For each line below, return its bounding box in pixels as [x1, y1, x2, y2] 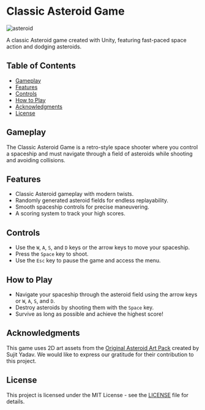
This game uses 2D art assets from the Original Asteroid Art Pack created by [6, 344, 199, 351]
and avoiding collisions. [6, 156, 65, 163]
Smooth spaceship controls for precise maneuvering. [15, 203, 150, 211]
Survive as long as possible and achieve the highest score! [15, 310, 163, 318]
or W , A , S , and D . [15, 297, 55, 304]
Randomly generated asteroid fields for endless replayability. [15, 197, 169, 204]
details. [6, 398, 25, 405]
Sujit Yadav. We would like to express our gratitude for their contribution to [6, 351, 194, 358]
